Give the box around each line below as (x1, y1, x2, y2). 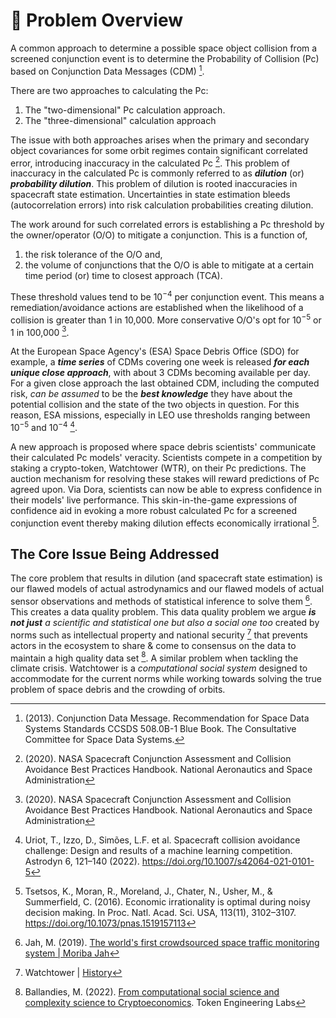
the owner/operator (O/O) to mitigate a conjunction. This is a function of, (10, 229, 308, 241)
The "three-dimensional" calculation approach (24, 114, 217, 126)
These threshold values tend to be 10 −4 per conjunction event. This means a (10, 289, 325, 303)
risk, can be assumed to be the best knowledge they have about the (10, 388, 293, 400)
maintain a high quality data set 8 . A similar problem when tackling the (10, 650, 299, 664)
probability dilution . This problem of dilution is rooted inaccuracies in (10, 178, 298, 190)
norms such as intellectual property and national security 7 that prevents (10, 627, 309, 641)
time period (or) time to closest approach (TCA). (24, 270, 223, 282)
